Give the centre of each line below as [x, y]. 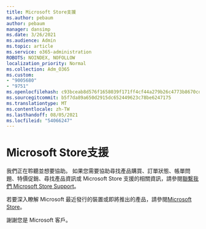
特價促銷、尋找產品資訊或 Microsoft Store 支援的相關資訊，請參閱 [100, 179]
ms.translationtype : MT [37, 103]
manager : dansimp [29, 29]
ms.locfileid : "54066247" [39, 120]
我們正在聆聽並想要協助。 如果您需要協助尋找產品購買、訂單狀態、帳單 [96, 171]
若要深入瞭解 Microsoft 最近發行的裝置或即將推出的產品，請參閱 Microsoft [99, 200]
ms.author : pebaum [30, 18]
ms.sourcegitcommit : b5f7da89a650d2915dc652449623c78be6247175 [89, 98]
